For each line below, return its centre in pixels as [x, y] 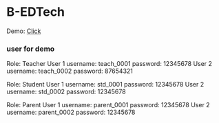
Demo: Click [24, 31]
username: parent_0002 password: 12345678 [71, 112]
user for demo [31, 49]
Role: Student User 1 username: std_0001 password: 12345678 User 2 [105, 85]
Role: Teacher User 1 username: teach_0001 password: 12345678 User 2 [109, 64]
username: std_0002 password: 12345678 [66, 92]
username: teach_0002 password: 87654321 [70, 71]
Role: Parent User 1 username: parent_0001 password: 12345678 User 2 [108, 105]
